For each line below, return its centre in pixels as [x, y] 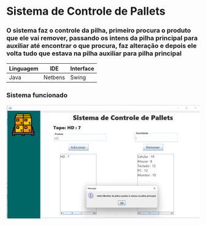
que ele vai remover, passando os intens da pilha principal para [102, 38]
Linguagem [24, 68]
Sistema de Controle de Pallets [86, 11]
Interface [82, 68]
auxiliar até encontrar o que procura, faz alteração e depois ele [102, 46]
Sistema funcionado [37, 95]
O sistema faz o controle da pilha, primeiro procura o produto [99, 31]
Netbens [55, 77]
